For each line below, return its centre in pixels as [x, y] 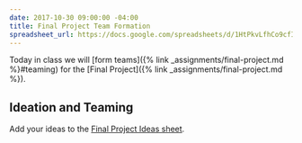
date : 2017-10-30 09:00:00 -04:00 [74, 18]
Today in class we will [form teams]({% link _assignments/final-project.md [147, 60]
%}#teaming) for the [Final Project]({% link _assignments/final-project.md [146, 69]
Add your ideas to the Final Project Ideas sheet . [97, 129]
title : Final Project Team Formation [80, 26]
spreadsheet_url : [42, 34]
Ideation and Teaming [71, 107]
